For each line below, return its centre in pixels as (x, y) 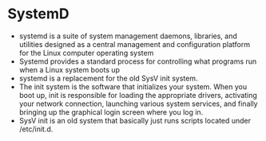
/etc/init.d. (36, 129)
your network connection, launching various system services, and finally (138, 104)
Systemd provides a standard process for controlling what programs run (138, 61)
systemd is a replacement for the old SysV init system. (108, 78)
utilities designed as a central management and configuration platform (135, 44)
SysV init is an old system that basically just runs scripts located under (135, 120)
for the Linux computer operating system (86, 53)
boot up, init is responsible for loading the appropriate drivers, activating (138, 95)
